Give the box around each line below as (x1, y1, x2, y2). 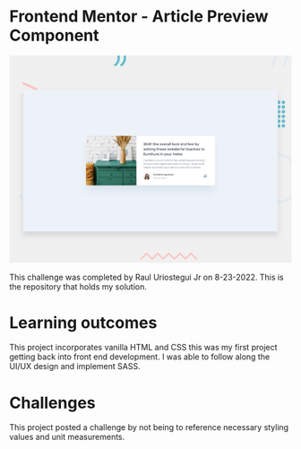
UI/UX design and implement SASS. (9, 361, 141, 372)
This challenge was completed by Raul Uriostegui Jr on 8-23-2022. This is (9, 272, 284, 282)
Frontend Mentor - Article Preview (9, 6, 269, 27)
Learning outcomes (9, 312, 158, 332)
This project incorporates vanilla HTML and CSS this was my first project (9, 342, 278, 353)
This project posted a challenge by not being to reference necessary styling (9, 422, 289, 433)
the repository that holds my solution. (9, 281, 148, 292)
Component (9, 25, 100, 46)
